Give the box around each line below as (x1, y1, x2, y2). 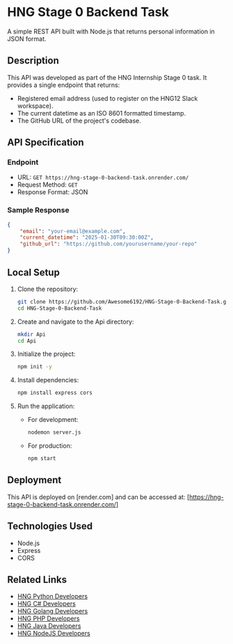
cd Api (17, 337, 37, 345)
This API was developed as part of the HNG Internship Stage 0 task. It (7, 73, 207, 81)
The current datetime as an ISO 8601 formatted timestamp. (17, 109, 186, 117)
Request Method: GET (17, 180, 78, 189)
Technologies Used (7, 520, 93, 533)
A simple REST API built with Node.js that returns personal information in (7, 27, 216, 36)
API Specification (7, 136, 85, 148)
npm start (27, 455, 57, 462)
